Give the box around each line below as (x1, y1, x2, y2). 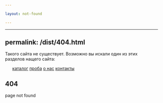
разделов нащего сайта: (5, 56, 55, 62)
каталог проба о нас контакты (12, 66, 75, 71)
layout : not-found (5, 11, 42, 16)
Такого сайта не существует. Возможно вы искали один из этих (5, 51, 138, 57)
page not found (5, 93, 36, 99)
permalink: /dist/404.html (5, 38, 85, 47)
